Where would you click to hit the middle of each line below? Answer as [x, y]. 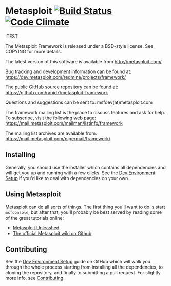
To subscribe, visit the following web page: [51, 118]
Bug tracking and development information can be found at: [69, 71]
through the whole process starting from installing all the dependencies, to [84, 267]
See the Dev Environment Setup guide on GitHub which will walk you [78, 262]
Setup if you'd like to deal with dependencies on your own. [68, 178]
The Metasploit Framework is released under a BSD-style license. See [79, 46]
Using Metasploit [33, 195]
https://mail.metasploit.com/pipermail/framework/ [58, 138]
